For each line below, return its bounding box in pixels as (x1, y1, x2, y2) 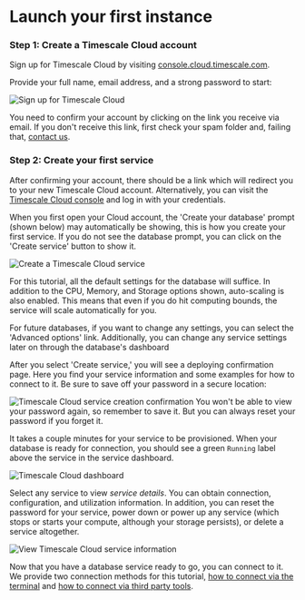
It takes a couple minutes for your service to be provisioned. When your (9, 433, 278, 444)
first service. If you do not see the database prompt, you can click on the (9, 231, 281, 241)
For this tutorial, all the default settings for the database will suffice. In (9, 275, 271, 287)
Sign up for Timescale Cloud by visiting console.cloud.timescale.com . (9, 59, 271, 70)
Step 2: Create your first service (9, 154, 154, 167)
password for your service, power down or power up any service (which (9, 507, 280, 517)
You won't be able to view (195, 396, 292, 407)
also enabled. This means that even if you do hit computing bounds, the (9, 295, 278, 306)
